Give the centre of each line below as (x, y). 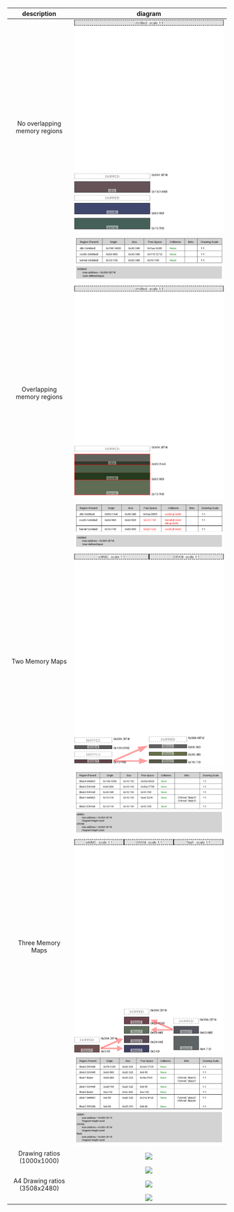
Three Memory (39, 943)
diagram (149, 13)
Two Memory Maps (39, 661)
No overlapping (39, 123)
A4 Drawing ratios (39, 1181)
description (39, 13)
